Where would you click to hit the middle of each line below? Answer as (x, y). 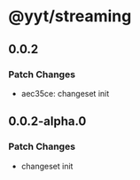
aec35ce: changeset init (65, 93)
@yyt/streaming (70, 16)
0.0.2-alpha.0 (47, 121)
